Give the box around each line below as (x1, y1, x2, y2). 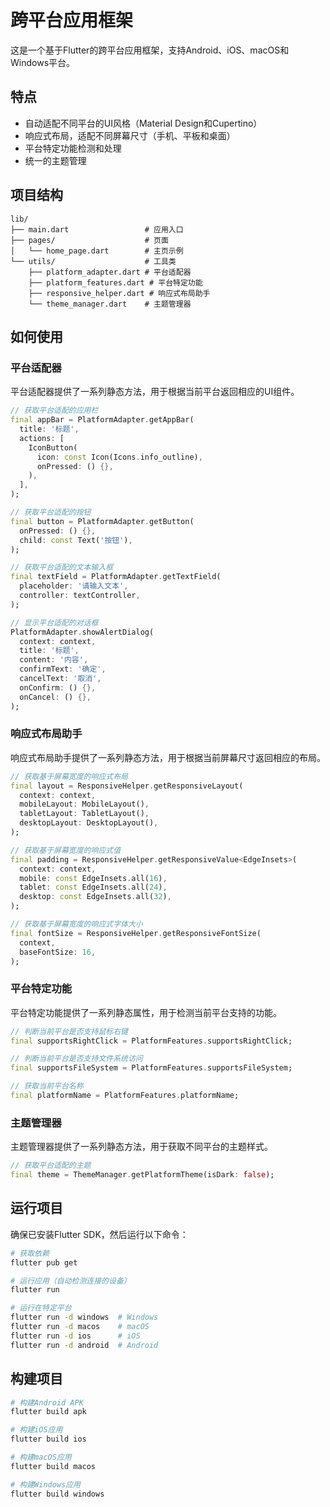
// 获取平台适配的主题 (10, 1161, 92, 1171)
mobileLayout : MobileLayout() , (19, 799, 150, 810)
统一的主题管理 (24, 154, 87, 166)
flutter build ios (10, 1434, 87, 1445)
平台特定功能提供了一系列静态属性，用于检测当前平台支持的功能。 (10, 1006, 282, 1018)
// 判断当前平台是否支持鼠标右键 (10, 1026, 128, 1036)
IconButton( (28, 442, 78, 453)
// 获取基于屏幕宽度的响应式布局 (10, 771, 128, 781)
